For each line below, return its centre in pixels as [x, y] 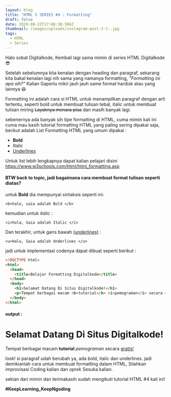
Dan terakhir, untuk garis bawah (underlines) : [53, 232]
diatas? [13, 183]
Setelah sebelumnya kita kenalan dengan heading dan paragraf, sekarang [82, 73]
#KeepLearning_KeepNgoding [38, 389]
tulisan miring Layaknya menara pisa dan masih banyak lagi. [68, 109]
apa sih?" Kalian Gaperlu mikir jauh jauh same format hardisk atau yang [80, 83]
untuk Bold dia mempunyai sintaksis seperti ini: [55, 194]
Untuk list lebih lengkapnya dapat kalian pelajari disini [62, 161]
